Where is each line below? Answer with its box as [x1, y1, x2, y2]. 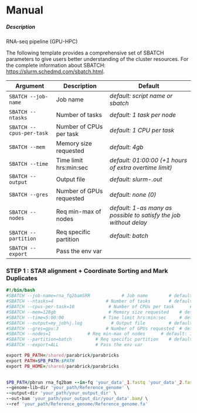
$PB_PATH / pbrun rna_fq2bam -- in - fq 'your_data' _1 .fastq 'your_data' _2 [6, 379, 182, 385]
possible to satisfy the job [109, 211, 181, 220]
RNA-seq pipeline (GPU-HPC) [6, 38, 78, 45]
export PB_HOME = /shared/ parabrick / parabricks [6, 363, 119, 369]
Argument [15, 82, 45, 90]
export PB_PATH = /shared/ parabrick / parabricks [6, 353, 119, 359]
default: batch [109, 232, 148, 240]
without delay [109, 219, 148, 227]
